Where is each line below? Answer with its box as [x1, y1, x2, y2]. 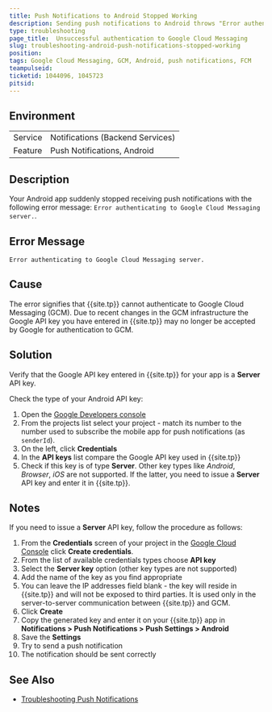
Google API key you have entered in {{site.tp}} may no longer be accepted [9, 316, 256, 326]
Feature [13, 145, 43, 156]
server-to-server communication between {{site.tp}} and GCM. [20, 598, 231, 608]
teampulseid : [9, 65, 53, 73]
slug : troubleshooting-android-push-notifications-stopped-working [9, 42, 241, 50]
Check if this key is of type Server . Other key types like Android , [20, 460, 236, 470]
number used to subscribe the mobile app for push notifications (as [20, 427, 245, 436]
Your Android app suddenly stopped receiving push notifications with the [9, 194, 253, 204]
